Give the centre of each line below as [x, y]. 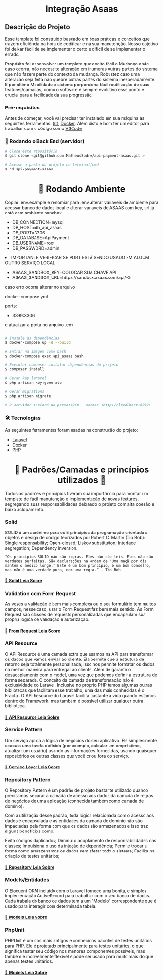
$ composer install [25, 369]
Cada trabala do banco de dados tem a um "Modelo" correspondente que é [81, 901]
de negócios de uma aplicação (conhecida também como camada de [74, 801]
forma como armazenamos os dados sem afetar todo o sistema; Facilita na [80, 851]
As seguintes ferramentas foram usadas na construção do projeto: [72, 430]
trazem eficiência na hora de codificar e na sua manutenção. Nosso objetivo [81, 44]
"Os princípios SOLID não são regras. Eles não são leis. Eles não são [79, 557]
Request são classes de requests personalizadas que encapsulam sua [75, 615]
